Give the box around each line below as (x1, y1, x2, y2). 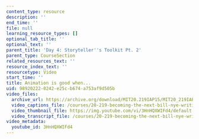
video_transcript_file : (11, 113, 70, 119)
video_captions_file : (11, 102, 65, 108)
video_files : (6, 91, 38, 97)
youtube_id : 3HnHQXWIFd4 (11, 124, 73, 130)
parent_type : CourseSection (6, 53, 76, 59)
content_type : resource (6, 8, 65, 15)
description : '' (6, 14, 46, 20)
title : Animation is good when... (6, 80, 92, 86)
